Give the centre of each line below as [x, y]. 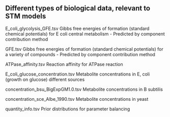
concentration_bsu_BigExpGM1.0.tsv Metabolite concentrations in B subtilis [84, 89]
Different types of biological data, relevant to [78, 8]
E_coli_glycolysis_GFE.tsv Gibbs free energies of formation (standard [77, 28]
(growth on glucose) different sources [45, 79]
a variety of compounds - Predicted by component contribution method [80, 54]
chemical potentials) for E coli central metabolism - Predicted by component [85, 34]
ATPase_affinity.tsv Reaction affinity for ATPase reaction [64, 64]
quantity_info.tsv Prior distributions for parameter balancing [68, 109]
